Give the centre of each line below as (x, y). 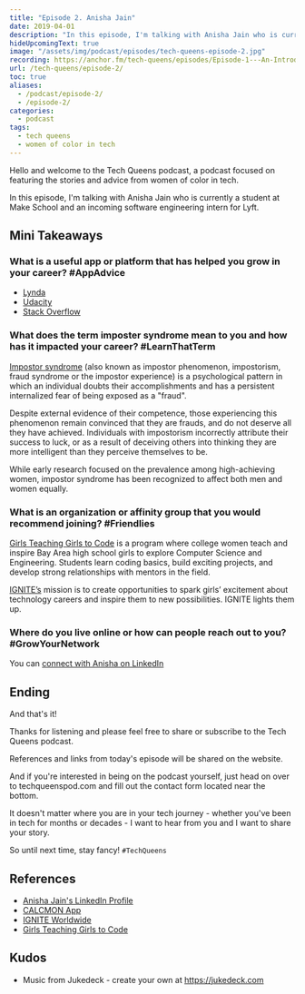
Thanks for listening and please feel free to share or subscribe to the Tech (148, 732)
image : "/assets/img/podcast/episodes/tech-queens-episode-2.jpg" (138, 52)
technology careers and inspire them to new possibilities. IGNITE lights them (152, 599)
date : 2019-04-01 (42, 26)
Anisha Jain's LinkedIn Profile (78, 901)
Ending (30, 692)
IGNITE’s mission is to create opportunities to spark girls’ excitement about (149, 590)
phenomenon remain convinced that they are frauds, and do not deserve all (151, 422)
